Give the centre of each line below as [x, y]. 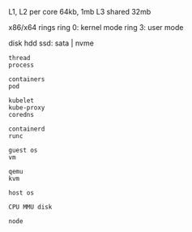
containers [27, 79]
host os [21, 193]
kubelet [21, 101]
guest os [23, 150]
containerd [27, 129]
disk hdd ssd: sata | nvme [51, 43]
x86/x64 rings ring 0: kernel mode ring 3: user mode [96, 27]
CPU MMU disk [30, 207]
